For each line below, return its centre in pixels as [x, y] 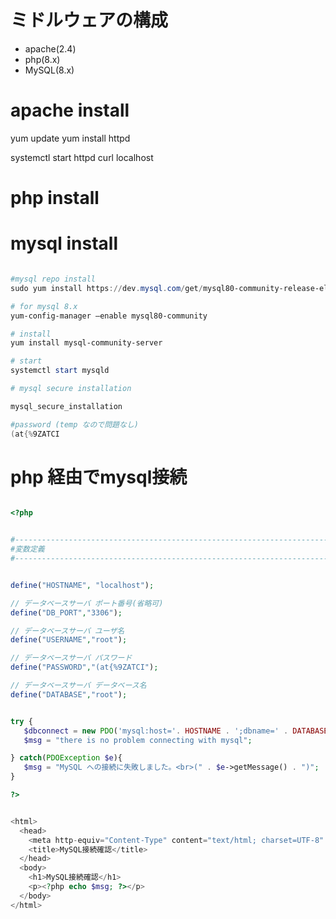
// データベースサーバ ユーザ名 [67, 631]
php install [55, 198]
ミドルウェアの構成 [89, 20]
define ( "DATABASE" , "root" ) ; [69, 694]
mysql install [64, 243]
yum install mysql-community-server [86, 343]
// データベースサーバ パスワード [71, 658]
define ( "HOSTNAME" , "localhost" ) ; [82, 585]
